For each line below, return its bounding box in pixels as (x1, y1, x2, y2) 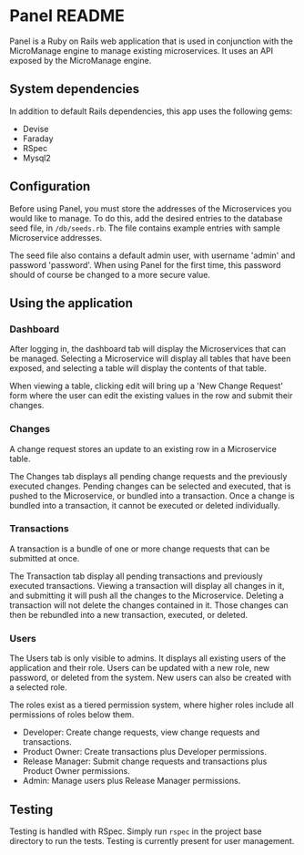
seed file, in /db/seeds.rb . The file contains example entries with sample (9, 222, 280, 233)
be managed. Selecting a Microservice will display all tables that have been (9, 353, 291, 365)
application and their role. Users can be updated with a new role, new (9, 663, 270, 674)
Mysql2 (22, 152, 52, 163)
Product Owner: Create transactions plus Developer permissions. (22, 747, 267, 757)
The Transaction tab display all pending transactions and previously (9, 571, 264, 582)
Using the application (9, 295, 134, 311)
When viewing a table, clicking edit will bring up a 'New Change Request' (9, 380, 284, 392)
